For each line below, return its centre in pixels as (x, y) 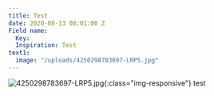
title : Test (28, 16)
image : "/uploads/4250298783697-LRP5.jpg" (87, 61)
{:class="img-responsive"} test (155, 83)
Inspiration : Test (46, 46)
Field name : (28, 30)
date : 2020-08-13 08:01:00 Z (57, 23)
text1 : (19, 53)
